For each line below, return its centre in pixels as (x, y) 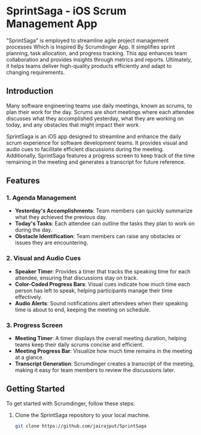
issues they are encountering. (51, 243)
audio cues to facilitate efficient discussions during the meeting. (85, 149)
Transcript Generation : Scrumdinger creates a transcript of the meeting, (104, 364)
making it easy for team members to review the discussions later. (95, 370)
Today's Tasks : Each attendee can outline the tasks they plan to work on (105, 224)
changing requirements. (36, 72)
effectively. (28, 297)
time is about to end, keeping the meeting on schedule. (83, 310)
